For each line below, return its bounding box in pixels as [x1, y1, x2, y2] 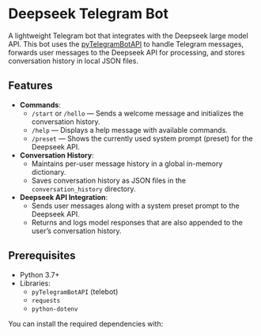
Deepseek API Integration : [19, 192, 108, 202]
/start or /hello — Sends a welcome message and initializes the [31, 108, 244, 118]
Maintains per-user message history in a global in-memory [31, 159, 223, 168]
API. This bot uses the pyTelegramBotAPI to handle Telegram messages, [8, 39, 244, 48]
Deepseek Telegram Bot [8, 5, 168, 23]
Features [8, 79, 53, 92]
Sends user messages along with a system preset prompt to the [31, 201, 240, 210]
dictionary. [31, 167, 66, 176]
